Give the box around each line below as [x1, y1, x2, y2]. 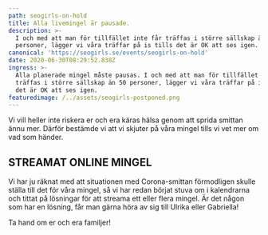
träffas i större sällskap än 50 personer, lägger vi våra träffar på [15, 78, 255, 86]
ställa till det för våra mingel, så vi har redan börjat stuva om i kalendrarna [8, 185, 250, 195]
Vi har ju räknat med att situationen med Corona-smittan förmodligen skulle [8, 177, 256, 186]
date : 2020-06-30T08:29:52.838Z [8, 57, 116, 65]
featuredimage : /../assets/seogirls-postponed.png [8, 94, 180, 102]
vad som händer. [8, 133, 64, 142]
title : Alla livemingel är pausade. [8, 19, 130, 27]
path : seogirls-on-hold [8, 11, 88, 20]
